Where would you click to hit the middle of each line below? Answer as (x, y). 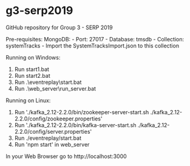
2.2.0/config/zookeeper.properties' (58, 119)
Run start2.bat (32, 75)
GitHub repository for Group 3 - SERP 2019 (59, 27)
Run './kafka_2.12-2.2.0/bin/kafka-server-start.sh (75, 125)
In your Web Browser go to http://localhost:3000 (66, 156)
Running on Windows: (33, 57)
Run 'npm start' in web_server (52, 144)
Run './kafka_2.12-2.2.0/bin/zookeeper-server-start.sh (82, 112)
